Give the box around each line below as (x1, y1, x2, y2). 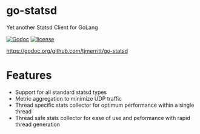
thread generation (15, 121, 61, 128)
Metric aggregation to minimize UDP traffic (15, 95, 122, 102)
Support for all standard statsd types (15, 89, 107, 96)
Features (6, 69, 52, 82)
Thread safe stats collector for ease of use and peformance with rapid (15, 114, 191, 121)
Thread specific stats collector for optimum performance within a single (15, 101, 195, 109)
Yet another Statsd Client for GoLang (6, 24, 98, 31)
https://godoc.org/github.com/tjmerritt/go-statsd (6, 47, 128, 55)
